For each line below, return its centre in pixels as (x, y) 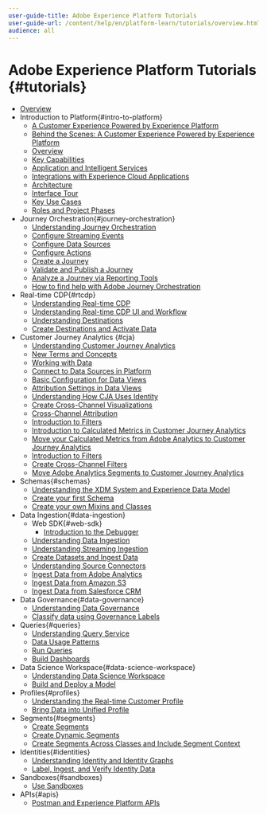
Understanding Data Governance (86, 608)
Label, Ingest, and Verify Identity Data (93, 769)
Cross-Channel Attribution (74, 413)
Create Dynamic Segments (75, 735)
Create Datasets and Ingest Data (85, 558)
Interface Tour (55, 194)
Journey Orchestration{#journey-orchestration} (97, 219)
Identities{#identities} (55, 752)
